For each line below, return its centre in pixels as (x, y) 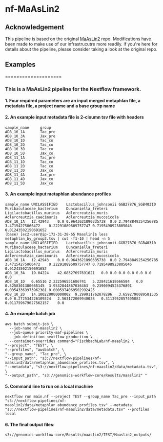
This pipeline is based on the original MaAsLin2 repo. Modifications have (78, 39)
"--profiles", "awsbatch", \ (35, 349)
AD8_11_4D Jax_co (29, 179)
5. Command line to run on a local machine (49, 386)
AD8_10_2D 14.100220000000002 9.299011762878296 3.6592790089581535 (82, 294)
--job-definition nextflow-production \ (51, 337)
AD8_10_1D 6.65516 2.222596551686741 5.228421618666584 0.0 (74, 281)
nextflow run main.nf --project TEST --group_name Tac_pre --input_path (81, 397)
